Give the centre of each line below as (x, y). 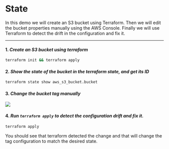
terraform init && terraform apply (43, 60)
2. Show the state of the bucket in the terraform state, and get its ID (77, 71)
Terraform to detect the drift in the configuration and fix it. (65, 33)
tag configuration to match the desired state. (52, 141)
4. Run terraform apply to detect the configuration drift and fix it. (74, 115)
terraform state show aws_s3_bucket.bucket (52, 82)
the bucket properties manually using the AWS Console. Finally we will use (82, 28)
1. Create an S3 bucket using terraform (47, 49)
